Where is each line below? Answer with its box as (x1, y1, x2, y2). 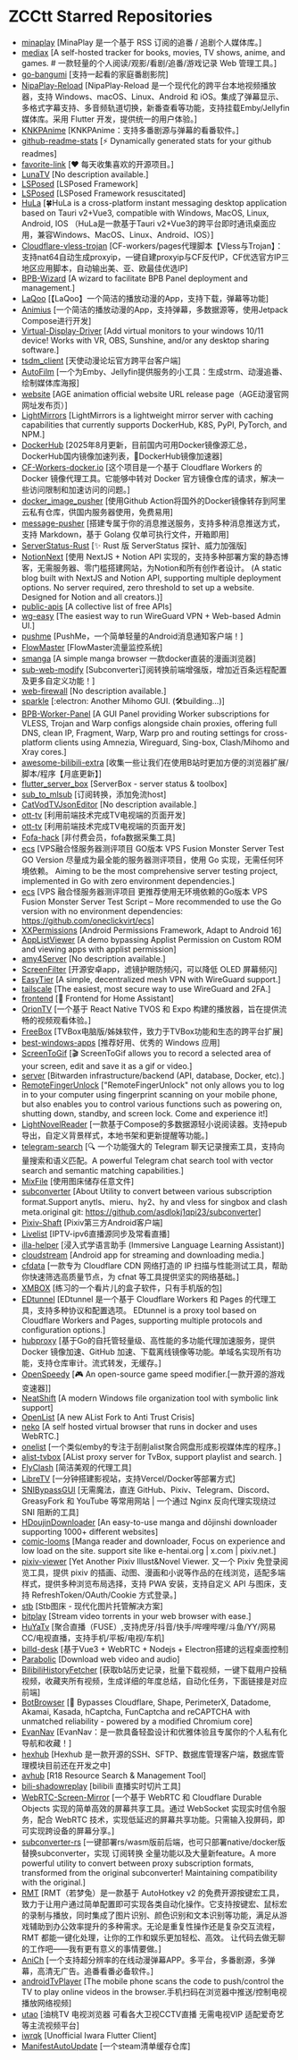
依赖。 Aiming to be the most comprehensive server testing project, (29, 865, 278, 876)
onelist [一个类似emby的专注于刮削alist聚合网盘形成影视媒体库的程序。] (21, 1441, 281, 1452)
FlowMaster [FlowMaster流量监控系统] (21, 641, 163, 652)
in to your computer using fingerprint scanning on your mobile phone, (21, 1089, 278, 1099)
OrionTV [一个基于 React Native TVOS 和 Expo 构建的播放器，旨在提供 (21, 1004, 280, 1014)
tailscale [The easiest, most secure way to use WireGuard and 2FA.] (21, 983, 271, 994)
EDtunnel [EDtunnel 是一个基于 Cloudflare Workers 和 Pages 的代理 (21, 1293, 269, 1304)
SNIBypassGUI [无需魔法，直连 (21, 1484, 136, 1495)
